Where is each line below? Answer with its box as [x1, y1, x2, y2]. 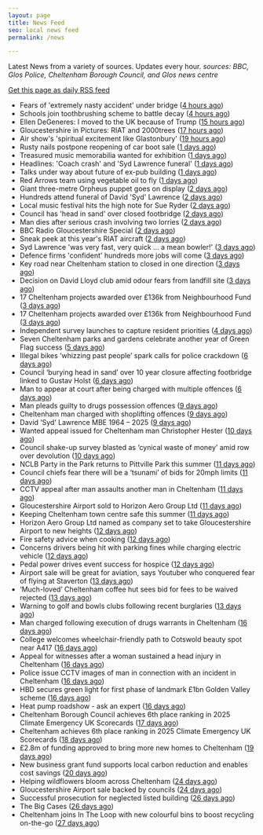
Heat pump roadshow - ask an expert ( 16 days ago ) [19, 701, 186, 711]
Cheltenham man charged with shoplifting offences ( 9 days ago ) [19, 409, 228, 419]
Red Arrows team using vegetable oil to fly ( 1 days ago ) [19, 176, 199, 185]
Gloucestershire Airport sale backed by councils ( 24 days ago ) [19, 785, 222, 794]
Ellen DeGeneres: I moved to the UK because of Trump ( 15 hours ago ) [19, 117, 246, 126]
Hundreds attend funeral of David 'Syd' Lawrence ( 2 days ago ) [19, 192, 223, 202]
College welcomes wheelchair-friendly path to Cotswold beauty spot [19, 635, 243, 644]
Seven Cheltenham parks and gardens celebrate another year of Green [19, 335, 250, 344]
